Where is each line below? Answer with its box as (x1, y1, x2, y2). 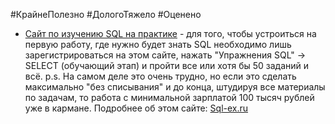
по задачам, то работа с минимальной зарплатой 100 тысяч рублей (24, 92, 315, 103)
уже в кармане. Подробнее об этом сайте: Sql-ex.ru (24, 102, 249, 114)
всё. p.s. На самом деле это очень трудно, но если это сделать (24, 70, 297, 82)
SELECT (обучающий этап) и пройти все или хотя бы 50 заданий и (24, 60, 310, 71)
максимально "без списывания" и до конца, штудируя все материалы (24, 81, 326, 93)
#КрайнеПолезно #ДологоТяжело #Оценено (10, 9, 202, 20)
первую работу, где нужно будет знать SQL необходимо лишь (24, 39, 292, 50)
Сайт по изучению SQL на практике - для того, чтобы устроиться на (24, 28, 317, 39)
